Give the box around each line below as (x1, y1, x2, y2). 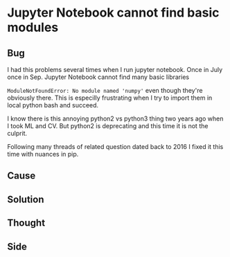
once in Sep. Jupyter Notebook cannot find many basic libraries (7, 73, 189, 81)
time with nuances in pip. (7, 150, 79, 158)
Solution (7, 193, 44, 205)
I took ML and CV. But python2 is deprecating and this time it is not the (7, 122, 209, 130)
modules (7, 19, 59, 35)
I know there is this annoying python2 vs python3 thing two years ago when (7, 114, 224, 123)
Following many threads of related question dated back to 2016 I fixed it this (7, 143, 224, 150)
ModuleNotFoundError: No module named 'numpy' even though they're (7, 87, 203, 94)
